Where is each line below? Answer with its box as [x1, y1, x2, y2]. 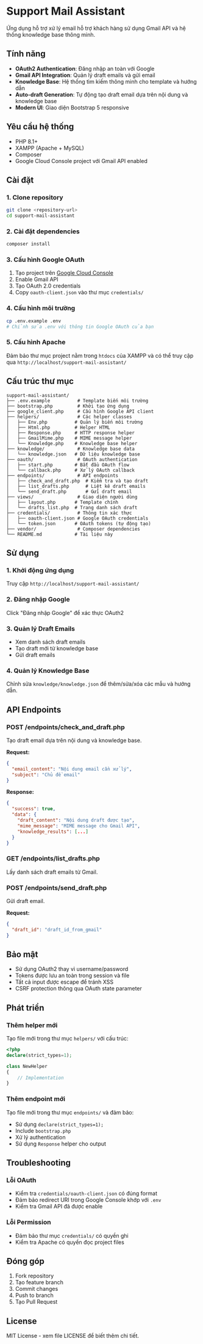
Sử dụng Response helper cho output [15, 1140, 107, 1147]
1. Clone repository [6, 193, 63, 202]
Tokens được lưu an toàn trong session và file [15, 972, 130, 979]
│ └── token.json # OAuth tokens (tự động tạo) [6, 520, 151, 526]
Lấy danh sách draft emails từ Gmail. [6, 868, 98, 876]
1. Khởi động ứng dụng [6, 566, 74, 575]
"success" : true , [12, 806, 56, 812]
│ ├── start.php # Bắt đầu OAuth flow [6, 462, 130, 468]
